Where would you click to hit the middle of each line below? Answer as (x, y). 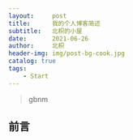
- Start (36, 76)
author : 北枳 (36, 46)
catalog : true (32, 62)
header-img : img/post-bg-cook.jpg (67, 53)
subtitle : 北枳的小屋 (45, 31)
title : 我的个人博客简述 (55, 23)
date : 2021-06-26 (49, 38)
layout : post (38, 16)
